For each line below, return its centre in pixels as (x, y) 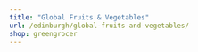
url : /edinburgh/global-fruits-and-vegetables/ (99, 26)
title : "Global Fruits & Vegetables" (79, 17)
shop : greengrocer (43, 33)
